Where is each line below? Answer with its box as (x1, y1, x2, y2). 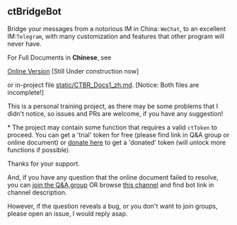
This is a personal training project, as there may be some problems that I (7, 102, 219, 110)
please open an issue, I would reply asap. (7, 209, 128, 218)
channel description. (7, 187, 67, 197)
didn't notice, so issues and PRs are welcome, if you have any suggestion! (7, 109, 224, 117)
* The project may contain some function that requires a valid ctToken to (7, 123, 218, 132)
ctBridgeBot (7, 6, 62, 18)
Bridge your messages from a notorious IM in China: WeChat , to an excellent (7, 24, 226, 33)
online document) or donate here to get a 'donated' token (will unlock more (7, 138, 226, 146)
